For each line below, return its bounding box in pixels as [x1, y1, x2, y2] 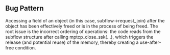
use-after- [139, 39, 161, 45]
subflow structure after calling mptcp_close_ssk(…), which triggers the [5, 34, 154, 40]
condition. [15, 44, 36, 50]
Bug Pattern [5, 4, 44, 13]
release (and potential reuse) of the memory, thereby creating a [5, 39, 139, 45]
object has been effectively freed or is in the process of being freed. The [5, 23, 158, 29]
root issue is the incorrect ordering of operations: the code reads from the [5, 28, 161, 35]
